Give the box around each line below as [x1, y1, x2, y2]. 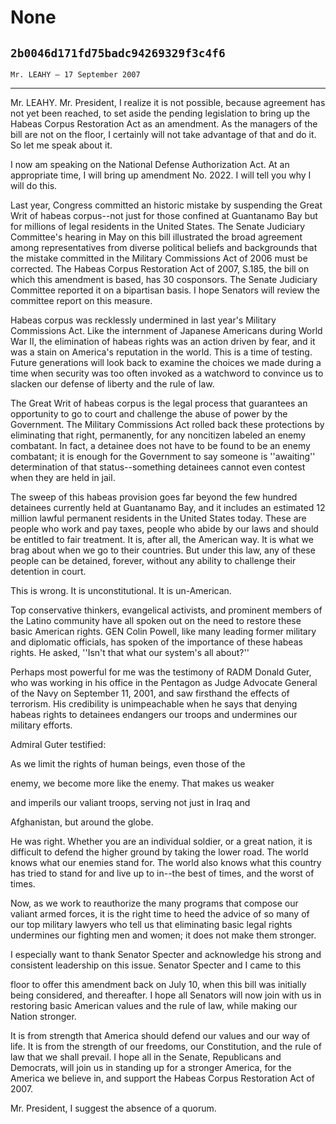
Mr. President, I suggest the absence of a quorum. [10, 1102, 217, 1114]
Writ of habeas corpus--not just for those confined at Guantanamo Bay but [10, 210, 318, 221]
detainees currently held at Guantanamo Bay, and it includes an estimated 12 [10, 502, 326, 513]
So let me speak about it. [10, 139, 113, 151]
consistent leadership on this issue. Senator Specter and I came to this [10, 959, 302, 971]
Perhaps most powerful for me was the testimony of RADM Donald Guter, [10, 666, 312, 678]
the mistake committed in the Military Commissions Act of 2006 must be [10, 252, 308, 264]
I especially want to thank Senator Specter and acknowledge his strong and [10, 949, 322, 960]
